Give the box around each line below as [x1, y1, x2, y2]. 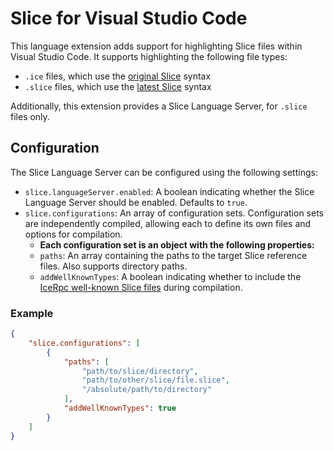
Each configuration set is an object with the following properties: [39, 238, 315, 251]
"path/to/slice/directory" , [81, 366, 199, 376]
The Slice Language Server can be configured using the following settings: [10, 166, 318, 178]
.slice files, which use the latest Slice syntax [24, 80, 212, 92]
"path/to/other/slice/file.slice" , [81, 375, 230, 386]
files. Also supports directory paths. [39, 260, 188, 272]
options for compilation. [24, 228, 123, 240]
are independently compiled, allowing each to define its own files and [24, 217, 312, 229]
